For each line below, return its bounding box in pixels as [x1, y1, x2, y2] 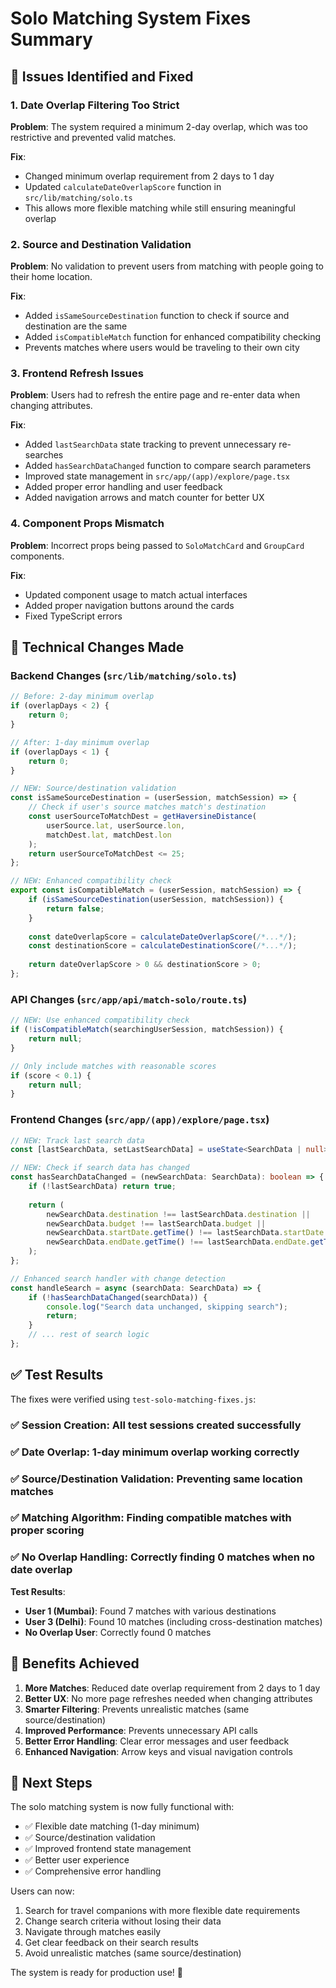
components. [10, 550, 65, 562]
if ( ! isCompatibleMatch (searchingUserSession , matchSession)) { [10, 1025, 284, 1035]
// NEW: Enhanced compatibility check [10, 876, 172, 886]
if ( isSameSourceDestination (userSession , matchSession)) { [28, 895, 284, 905]
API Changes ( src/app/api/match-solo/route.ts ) [10, 992, 248, 1006]
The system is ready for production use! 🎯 [10, 1967, 184, 1979]
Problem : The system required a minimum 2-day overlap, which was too [10, 120, 309, 132]
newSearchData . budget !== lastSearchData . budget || [46, 1218, 267, 1229]
